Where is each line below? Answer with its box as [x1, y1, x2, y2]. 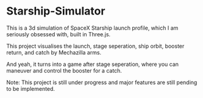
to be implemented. [6, 85, 55, 92]
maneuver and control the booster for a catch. [6, 67, 122, 74]
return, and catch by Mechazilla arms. [6, 48, 102, 56]
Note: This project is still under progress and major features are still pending [6, 79, 198, 86]
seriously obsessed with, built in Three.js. [6, 30, 111, 38]
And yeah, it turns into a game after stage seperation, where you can [6, 60, 179, 68]
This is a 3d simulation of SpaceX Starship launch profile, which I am [6, 24, 179, 31]
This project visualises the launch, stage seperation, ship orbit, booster [6, 42, 185, 50]
